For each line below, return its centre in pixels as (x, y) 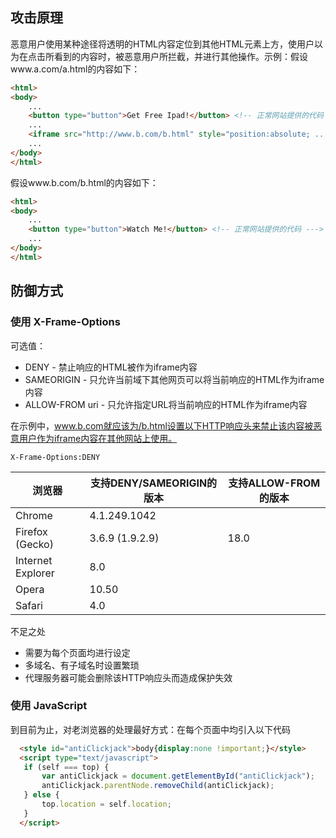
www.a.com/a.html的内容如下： (75, 69)
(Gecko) (34, 544)
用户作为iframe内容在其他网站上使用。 (98, 438)
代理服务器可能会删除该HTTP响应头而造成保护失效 (128, 677)
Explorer (35, 573)
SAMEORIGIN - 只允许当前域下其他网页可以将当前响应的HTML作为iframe (174, 379)
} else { (41, 795)
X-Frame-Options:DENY (55, 457)
